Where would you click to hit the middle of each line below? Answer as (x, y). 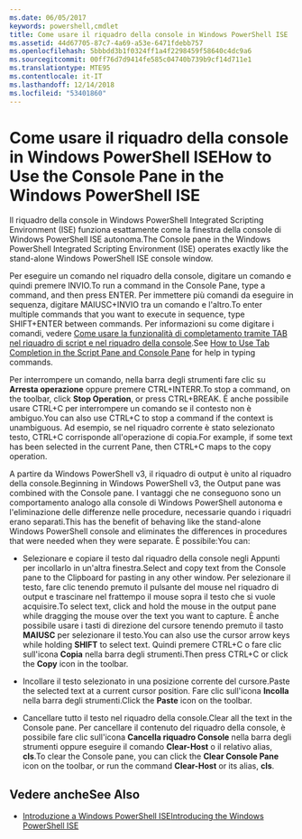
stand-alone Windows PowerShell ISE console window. (111, 259)
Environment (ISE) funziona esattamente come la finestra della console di (146, 230)
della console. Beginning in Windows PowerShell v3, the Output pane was (145, 484)
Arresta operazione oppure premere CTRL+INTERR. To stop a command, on (150, 390)
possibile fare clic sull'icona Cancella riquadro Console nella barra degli (157, 737)
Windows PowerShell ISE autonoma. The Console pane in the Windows (140, 239)
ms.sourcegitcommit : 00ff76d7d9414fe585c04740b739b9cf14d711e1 (131, 60)
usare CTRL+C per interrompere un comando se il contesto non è (131, 409)
